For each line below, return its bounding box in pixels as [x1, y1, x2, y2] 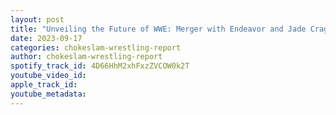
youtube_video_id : [10, 71, 87, 81]
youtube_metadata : [10, 89, 87, 99]
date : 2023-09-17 [10, 33, 83, 43]
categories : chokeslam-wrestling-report [10, 42, 182, 53]
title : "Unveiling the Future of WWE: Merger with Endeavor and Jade [10, 24, 307, 34]
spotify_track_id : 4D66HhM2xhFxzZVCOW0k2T [10, 61, 190, 71]
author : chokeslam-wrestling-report [10, 52, 163, 62]
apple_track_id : [10, 80, 78, 90]
